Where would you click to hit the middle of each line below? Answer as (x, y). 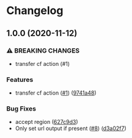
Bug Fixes (21, 109)
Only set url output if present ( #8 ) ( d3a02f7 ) (71, 128)
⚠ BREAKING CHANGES (43, 51)
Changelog (35, 11)
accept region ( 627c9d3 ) (46, 122)
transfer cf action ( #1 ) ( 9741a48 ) (56, 93)
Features (20, 79)
